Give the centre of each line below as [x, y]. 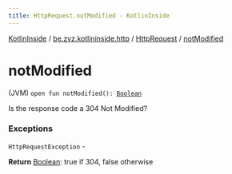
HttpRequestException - [47, 146]
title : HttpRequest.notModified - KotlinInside [89, 16]
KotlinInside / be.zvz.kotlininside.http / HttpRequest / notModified [116, 38]
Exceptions [31, 129]
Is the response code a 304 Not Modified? [78, 108]
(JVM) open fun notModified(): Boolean [75, 93]
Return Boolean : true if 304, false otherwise [81, 161]
